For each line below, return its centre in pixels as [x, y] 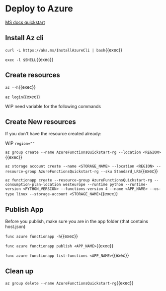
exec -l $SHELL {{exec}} [29, 59]
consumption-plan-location [33, 185]
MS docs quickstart [25, 22]
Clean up [19, 271]
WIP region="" [20, 143]
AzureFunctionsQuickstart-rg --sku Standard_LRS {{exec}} [98, 171]
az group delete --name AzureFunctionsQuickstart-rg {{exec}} [69, 283]
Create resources [33, 75]
